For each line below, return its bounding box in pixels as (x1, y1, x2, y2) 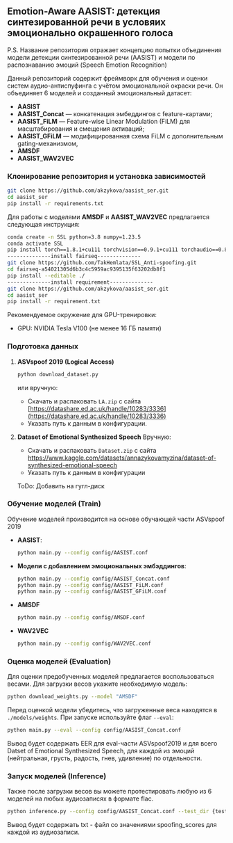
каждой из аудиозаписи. (7, 828, 80, 837)
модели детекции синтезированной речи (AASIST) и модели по (7, 53, 196, 61)
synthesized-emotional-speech (27, 460, 118, 469)
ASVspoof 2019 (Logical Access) (17, 358, 114, 366)
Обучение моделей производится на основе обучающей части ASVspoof (7, 515, 225, 523)
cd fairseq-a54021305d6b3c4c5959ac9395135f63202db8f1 (7, 266, 166, 273)
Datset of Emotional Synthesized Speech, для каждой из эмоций (7, 747, 195, 755)
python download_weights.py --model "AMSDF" (7, 693, 138, 700)
